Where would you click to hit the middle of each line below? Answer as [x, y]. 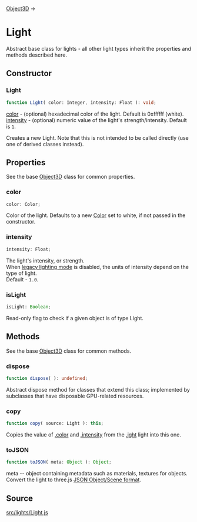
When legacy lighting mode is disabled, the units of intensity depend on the [98, 267]
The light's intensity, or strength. [46, 260]
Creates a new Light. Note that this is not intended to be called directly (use [98, 137]
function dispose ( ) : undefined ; [47, 378]
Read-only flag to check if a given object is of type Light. [75, 318]
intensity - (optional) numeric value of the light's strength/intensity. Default [96, 120]
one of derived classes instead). [45, 144]
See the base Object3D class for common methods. [69, 351]
